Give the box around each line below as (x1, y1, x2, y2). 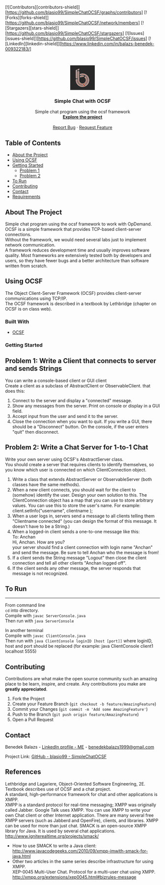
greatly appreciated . (5, 686, 48, 692)
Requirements (12, 194, 41, 200)
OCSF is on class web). (5, 306, 53, 312)
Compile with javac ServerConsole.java (5, 613, 86, 619)
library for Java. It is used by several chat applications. (5, 828, 116, 834)
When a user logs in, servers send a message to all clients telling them (12, 513, 155, 519)
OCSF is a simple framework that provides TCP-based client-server (5, 226, 141, 232)
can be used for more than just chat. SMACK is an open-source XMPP (5, 822, 147, 828)
